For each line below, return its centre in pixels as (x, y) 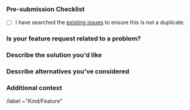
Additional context (34, 88)
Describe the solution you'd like (54, 55)
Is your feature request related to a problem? (74, 38)
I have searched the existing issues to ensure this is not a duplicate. (100, 23)
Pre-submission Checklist (46, 9)
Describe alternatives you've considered (68, 71)
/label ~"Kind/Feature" (34, 101)
